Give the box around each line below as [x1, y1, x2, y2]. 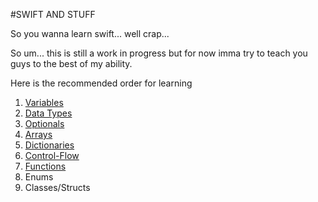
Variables [24, 97, 64, 108]
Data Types [24, 107, 73, 119]
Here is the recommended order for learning [10, 77, 193, 89]
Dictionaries [24, 139, 75, 151]
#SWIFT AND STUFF [10, 9, 96, 20]
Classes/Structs [24, 182, 91, 193]
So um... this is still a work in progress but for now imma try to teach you [10, 47, 308, 59]
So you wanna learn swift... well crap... [10, 28, 170, 39]
